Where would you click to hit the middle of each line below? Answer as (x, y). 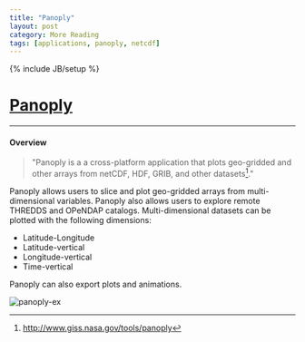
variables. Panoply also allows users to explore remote (158, 201)
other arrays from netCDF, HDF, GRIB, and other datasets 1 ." (143, 173)
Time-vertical (48, 267)
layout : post (34, 26)
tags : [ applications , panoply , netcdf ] (85, 43)
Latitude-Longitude (59, 238)
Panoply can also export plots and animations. (96, 284)
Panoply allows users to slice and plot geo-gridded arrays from (127, 191)
